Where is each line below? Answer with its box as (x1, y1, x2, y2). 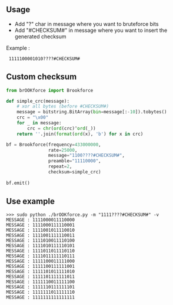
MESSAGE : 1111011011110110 (6, 248, 75, 254)
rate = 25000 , (48, 147, 78, 153)
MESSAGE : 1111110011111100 (6, 279, 75, 285)
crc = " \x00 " (16, 114, 49, 120)
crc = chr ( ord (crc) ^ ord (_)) (27, 125, 96, 132)
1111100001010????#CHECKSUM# (8, 55, 81, 61)
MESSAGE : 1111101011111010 (6, 268, 75, 275)
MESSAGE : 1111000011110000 (6, 217, 75, 223)
